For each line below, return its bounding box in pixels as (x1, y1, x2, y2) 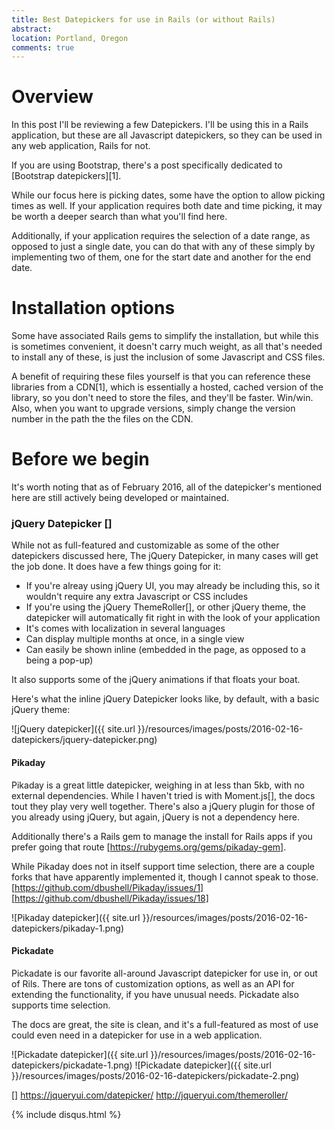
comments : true (11, 42, 75, 53)
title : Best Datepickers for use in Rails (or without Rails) (11, 14, 276, 25)
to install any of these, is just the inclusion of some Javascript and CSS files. (11, 351, 326, 363)
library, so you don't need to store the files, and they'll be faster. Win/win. (11, 392, 314, 404)
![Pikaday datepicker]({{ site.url (11, 911, 141, 923)
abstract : (11, 24, 53, 34)
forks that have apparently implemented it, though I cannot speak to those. (11, 871, 319, 883)
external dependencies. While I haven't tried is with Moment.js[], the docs (11, 789, 316, 801)
